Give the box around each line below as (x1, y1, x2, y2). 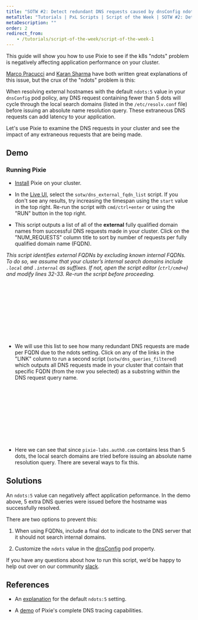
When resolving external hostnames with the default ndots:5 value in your (6, 88, 186, 95)
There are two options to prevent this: (6, 516, 98, 523)
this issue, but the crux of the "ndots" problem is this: (6, 76, 136, 83)
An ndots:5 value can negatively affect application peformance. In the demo (6, 491, 190, 499)
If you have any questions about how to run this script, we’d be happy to (6, 556, 181, 563)
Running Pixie (6, 166, 47, 174)
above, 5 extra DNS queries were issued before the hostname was (6, 498, 167, 505)
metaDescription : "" (6, 20, 57, 25)
